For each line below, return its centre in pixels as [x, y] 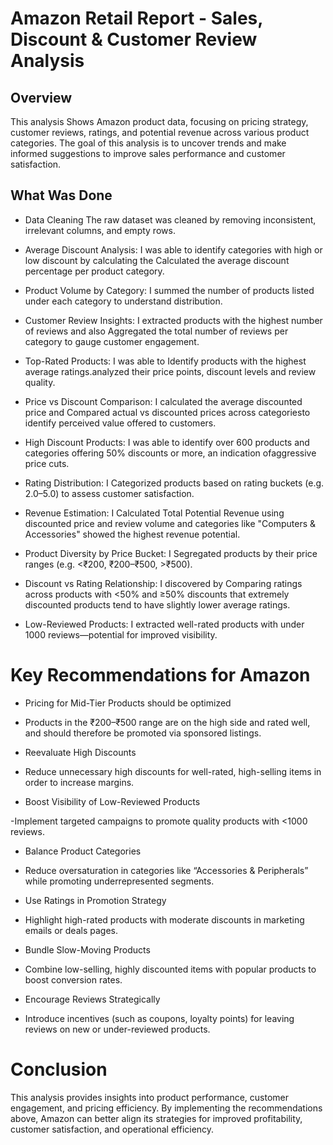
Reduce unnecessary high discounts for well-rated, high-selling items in [173, 771]
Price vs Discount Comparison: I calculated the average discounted [163, 401]
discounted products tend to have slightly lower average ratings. [157, 604]
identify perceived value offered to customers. [120, 423]
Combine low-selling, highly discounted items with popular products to [170, 969]
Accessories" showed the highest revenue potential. [132, 534]
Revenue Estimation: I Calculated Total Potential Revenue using [154, 513]
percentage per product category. [94, 271]
